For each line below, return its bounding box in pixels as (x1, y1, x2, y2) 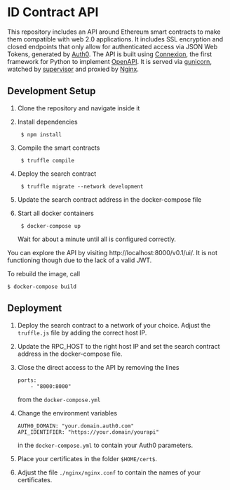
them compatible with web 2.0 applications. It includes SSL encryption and (7, 34, 224, 43)
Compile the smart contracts (17, 143, 100, 152)
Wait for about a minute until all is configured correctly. (17, 235, 177, 243)
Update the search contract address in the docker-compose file (17, 195, 202, 204)
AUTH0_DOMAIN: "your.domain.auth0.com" (17, 423, 135, 430)
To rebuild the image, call (7, 269, 81, 278)
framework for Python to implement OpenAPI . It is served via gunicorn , (7, 57, 212, 65)
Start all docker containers (17, 209, 95, 217)
